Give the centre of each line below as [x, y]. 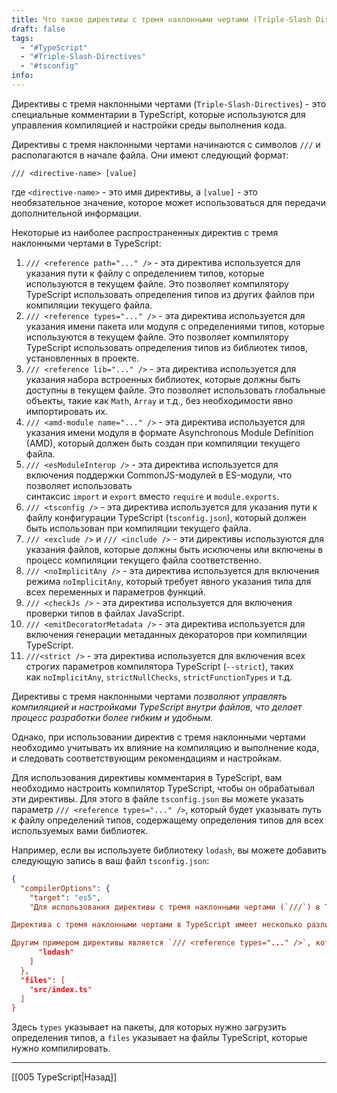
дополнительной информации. [76, 213]
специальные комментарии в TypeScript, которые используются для [158, 114]
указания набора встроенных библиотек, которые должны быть [163, 379]
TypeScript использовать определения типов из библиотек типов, [166, 347]
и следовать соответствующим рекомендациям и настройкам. [147, 758]
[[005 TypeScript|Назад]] [64, 1077]
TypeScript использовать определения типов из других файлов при [170, 294]
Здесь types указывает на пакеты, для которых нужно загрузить [149, 1027]
